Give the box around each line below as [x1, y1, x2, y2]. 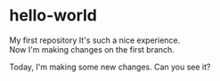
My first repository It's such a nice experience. [9, 35, 181, 45]
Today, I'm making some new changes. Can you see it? [9, 61, 211, 72]
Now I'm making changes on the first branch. [9, 44, 175, 54]
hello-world [9, 5, 98, 26]
